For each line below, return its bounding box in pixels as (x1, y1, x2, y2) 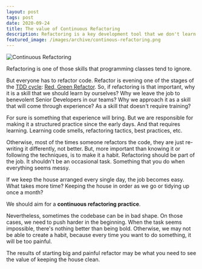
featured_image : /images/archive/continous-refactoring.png (6, 37, 161, 43)
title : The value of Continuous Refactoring (6, 25, 120, 32)
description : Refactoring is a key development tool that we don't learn (6, 31, 197, 37)
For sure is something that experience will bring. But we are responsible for (6, 114, 194, 121)
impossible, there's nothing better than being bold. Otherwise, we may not (6, 225, 191, 232)
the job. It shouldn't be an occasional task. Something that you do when (6, 158, 185, 165)
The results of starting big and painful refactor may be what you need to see (6, 250, 197, 256)
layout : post (6, 8, 39, 15)
